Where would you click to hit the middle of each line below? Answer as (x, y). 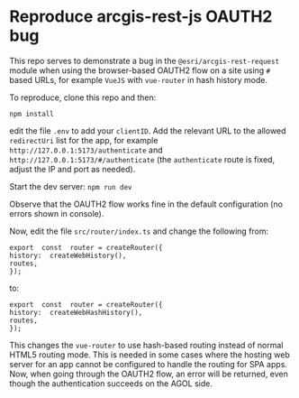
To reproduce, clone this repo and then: (83, 97)
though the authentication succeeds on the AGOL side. (111, 383)
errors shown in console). (57, 213)
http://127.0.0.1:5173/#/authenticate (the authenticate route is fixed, (142, 159)
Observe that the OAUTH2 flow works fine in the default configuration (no (146, 204)
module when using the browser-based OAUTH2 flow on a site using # (140, 70)
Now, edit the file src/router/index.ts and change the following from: (139, 231)
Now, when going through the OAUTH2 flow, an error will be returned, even (149, 374)
